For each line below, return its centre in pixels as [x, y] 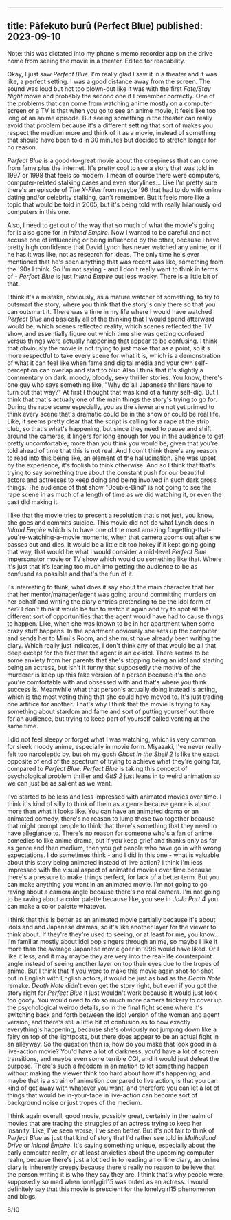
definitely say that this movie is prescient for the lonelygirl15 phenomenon [111, 1189]
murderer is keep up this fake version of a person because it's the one [107, 675]
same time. [23, 726]
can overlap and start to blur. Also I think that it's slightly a [122, 370]
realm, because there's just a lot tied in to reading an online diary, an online [113, 1159]
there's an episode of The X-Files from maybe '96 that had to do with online [114, 189]
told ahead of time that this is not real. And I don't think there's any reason [112, 450]
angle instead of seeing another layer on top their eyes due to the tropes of [113, 963]
